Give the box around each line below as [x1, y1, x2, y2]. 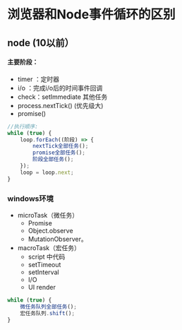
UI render [28, 283, 56, 291]
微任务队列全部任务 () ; [20, 303, 78, 310]
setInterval [28, 268, 59, 276]
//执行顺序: [7, 123, 39, 130]
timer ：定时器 [17, 75, 60, 83]
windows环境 [7, 194, 54, 204]
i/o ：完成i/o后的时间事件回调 [17, 83, 103, 92]
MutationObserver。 [28, 235, 88, 243]
